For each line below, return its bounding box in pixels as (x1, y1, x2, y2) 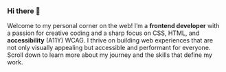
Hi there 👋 (7, 6, 41, 16)
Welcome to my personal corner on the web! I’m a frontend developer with (7, 22, 220, 30)
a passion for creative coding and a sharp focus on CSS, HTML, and (7, 29, 200, 37)
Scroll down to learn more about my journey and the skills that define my (7, 51, 213, 59)
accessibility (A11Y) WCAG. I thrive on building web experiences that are (7, 36, 214, 45)
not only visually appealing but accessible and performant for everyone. (7, 44, 211, 52)
